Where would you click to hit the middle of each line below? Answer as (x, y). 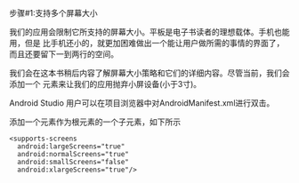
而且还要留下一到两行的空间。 (64, 54)
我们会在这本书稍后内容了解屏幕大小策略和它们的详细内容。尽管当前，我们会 (149, 73)
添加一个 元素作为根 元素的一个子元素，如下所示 (95, 122)
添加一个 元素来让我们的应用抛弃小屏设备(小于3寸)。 (105, 84)
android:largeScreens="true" (71, 147)
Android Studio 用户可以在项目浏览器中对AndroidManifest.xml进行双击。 (142, 103)
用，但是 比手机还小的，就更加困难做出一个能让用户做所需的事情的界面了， (147, 43)
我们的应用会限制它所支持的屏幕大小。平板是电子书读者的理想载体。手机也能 (149, 32)
